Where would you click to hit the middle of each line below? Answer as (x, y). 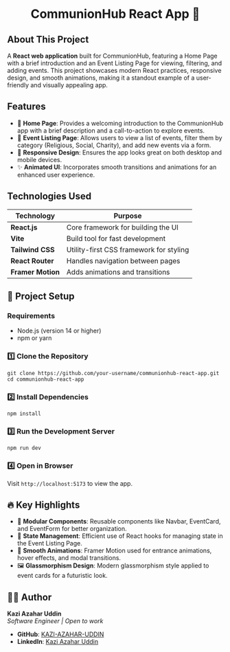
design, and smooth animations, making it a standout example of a (101, 78)
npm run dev (24, 448)
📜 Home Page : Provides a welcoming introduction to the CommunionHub (120, 123)
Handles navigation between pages (123, 260)
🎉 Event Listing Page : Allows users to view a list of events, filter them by (119, 137)
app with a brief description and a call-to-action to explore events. (111, 131)
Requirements (31, 315)
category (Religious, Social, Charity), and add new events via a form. (114, 145)
